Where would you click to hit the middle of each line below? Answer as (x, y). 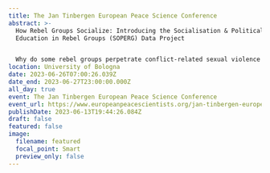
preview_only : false (50, 156)
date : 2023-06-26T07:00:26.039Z (62, 74)
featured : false (35, 127)
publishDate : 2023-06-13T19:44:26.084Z (75, 112)
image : (19, 134)
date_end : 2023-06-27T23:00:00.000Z (70, 82)
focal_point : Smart (48, 149)
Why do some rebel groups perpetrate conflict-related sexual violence (138, 60)
